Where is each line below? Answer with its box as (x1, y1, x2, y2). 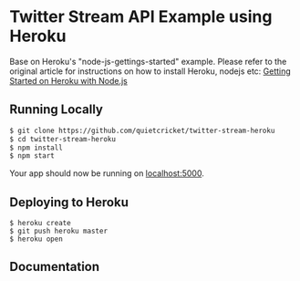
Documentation (9, 259, 100, 275)
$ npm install (9, 143, 64, 152)
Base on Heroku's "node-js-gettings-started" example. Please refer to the (9, 56, 287, 67)
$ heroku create (9, 219, 71, 228)
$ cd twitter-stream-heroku (9, 134, 117, 143)
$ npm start (9, 151, 55, 161)
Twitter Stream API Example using (9, 6, 273, 27)
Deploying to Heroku (9, 194, 129, 210)
